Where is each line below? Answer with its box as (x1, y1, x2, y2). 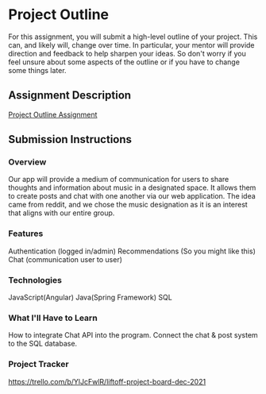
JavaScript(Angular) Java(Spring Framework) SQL (8, 292, 172, 303)
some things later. (8, 65, 67, 75)
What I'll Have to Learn (8, 312, 98, 323)
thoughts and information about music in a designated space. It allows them (8, 183, 256, 192)
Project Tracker (8, 359, 69, 370)
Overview (8, 156, 47, 168)
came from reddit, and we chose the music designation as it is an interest (8, 200, 248, 210)
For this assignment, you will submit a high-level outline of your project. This (8, 32, 258, 41)
